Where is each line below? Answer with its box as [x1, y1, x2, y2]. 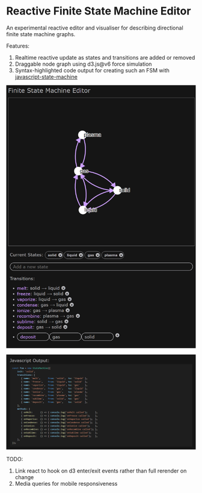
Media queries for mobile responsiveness [14, 480, 118, 488]
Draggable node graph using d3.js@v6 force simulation [14, 60, 152, 68]
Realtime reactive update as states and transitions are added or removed [14, 54, 195, 61]
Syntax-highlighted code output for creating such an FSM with [14, 66, 170, 74]
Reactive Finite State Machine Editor [6, 4, 191, 18]
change [14, 474, 34, 481]
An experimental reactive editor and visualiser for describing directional [6, 24, 183, 31]
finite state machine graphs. [6, 30, 76, 37]
